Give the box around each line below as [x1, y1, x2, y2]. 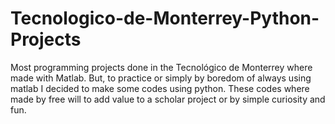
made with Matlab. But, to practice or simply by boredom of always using [10, 72, 312, 84]
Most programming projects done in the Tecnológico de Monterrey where [10, 61, 313, 73]
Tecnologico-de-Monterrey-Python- [10, 7, 320, 30]
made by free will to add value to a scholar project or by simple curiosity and [10, 93, 326, 105]
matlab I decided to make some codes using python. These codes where [10, 82, 310, 94]
